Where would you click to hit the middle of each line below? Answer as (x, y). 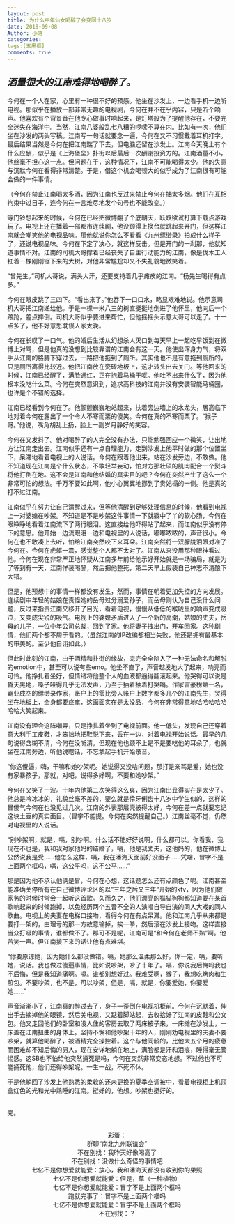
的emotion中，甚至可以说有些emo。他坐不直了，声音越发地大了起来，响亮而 (117, 667)
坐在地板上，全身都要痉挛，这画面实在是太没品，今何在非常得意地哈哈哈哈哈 (117, 702)
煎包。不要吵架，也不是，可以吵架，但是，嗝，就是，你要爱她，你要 (105, 982)
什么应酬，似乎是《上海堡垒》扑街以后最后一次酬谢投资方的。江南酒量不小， (117, 153)
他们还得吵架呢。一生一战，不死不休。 (92, 1066)
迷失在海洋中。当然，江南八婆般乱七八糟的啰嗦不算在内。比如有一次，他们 (120, 127)
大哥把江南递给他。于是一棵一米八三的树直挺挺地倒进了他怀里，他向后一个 (120, 308)
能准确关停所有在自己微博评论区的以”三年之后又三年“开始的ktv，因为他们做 (115, 889)
